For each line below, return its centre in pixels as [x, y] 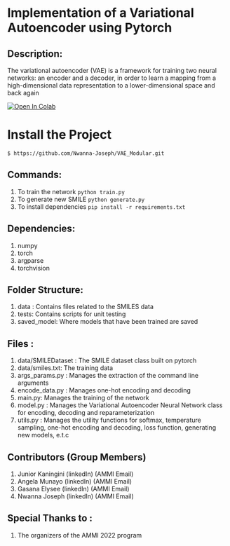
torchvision [34, 268]
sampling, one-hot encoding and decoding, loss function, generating [117, 428]
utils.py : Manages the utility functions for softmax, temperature [109, 420]
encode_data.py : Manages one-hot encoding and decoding [104, 390]
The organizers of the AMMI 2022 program [80, 535]
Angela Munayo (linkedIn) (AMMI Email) [74, 481]
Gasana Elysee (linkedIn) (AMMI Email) [73, 489]
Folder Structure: [46, 290]
